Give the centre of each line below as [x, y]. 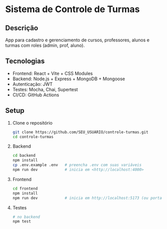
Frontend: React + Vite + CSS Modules [53, 73]
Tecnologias [25, 61]
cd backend [24, 156]
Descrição [22, 28]
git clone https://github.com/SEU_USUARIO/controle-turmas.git [80, 132]
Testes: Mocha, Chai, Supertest [45, 89]
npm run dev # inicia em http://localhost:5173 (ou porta [87, 198]
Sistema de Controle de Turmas [73, 9]
